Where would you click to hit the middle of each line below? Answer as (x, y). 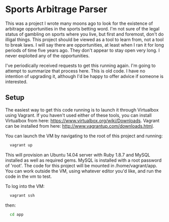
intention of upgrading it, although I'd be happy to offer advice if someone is (84, 76)
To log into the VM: (25, 186)
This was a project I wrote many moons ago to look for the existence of (79, 23)
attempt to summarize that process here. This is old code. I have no (75, 71)
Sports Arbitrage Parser (56, 9)
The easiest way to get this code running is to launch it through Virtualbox (82, 109)
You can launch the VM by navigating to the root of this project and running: (84, 136)
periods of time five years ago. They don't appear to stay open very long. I (82, 50)
